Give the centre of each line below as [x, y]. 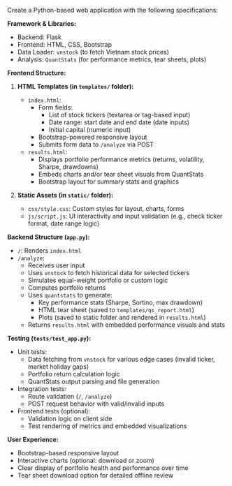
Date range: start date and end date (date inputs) [119, 122]
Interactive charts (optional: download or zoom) [86, 461]
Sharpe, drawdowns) [68, 167]
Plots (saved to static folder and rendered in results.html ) [122, 317]
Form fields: [56, 107]
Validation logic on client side [70, 419]
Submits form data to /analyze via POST [96, 145]
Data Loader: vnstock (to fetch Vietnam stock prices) [93, 52]
